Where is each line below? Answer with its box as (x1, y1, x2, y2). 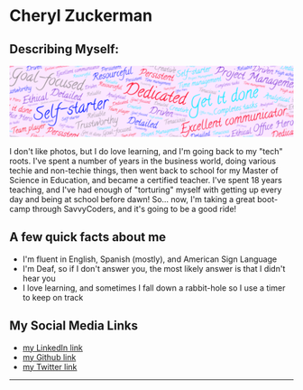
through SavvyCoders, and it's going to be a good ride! (32, 204, 237, 214)
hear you (22, 273, 56, 283)
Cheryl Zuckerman (9, 5, 153, 26)
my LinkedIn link (22, 342, 84, 353)
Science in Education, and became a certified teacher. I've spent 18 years (9, 175, 282, 185)
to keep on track (22, 292, 84, 302)
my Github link (22, 351, 77, 362)
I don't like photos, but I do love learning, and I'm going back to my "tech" (9, 146, 283, 156)
